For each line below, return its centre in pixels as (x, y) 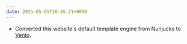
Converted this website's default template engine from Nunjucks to (98, 29)
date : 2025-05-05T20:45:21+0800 (47, 12)
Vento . (23, 35)
